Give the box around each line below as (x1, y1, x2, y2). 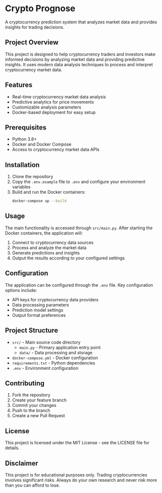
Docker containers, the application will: (5, 230, 83, 236)
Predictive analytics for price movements (12, 99, 94, 105)
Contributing (5, 379, 45, 387)
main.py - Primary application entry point (19, 344, 101, 350)
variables (12, 184, 31, 190)
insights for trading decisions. (5, 24, 65, 30)
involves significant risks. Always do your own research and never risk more (5, 477, 157, 483)
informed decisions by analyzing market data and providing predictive (5, 56, 145, 62)
